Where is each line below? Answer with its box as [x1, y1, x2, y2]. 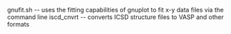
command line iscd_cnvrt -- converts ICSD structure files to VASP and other [7, 13, 224, 21]
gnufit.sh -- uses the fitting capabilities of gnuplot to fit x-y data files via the [7, 6, 224, 14]
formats [7, 20, 30, 28]
